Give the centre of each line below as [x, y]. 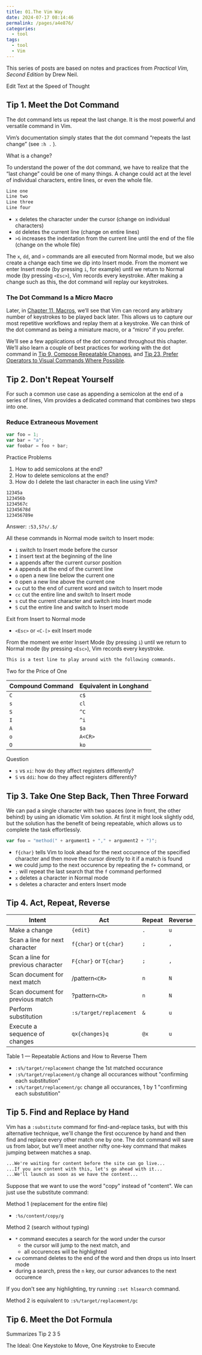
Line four [19, 208]
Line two [17, 197]
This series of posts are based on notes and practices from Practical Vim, [97, 68]
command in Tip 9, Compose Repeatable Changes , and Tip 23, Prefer [92, 354]
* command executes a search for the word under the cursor [90, 1239]
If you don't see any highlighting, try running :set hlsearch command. [93, 1289]
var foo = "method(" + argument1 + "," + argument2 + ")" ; [82, 841]
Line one [17, 191]
